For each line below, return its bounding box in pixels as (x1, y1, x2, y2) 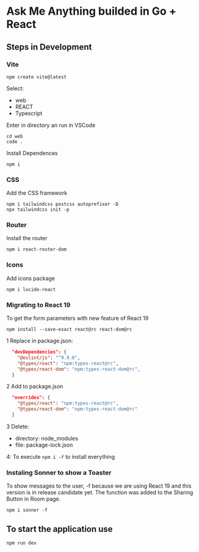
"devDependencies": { (12, 349, 67, 355)
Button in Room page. (6, 495, 61, 503)
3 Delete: (6, 423, 29, 430)
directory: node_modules (15, 434, 78, 442)
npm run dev (6, 540, 37, 546)
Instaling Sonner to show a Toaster (6, 468, 112, 477)
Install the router (6, 235, 48, 242)
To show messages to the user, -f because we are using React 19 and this (6, 482, 192, 490)
